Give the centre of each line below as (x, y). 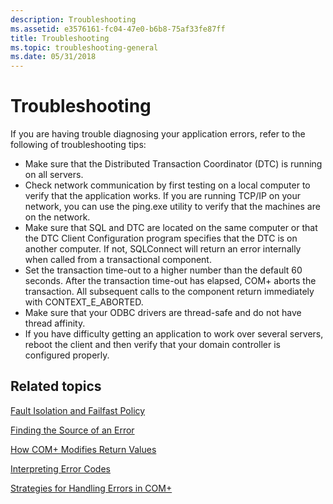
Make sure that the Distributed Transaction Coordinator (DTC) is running (173, 164)
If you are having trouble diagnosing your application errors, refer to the (158, 134)
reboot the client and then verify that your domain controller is (152, 345)
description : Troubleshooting (73, 19)
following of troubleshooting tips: (78, 145)
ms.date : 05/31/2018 (53, 57)
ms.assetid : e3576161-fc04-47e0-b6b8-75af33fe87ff (118, 29)
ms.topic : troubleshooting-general (84, 47)
